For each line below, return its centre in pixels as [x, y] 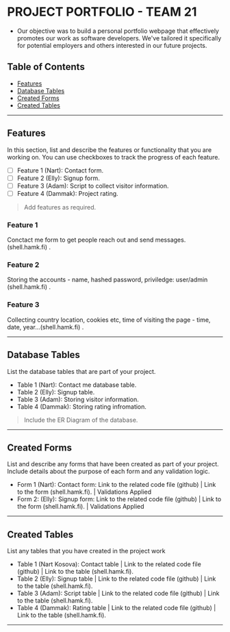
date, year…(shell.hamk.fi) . [46, 327]
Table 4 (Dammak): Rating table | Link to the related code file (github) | [116, 608]
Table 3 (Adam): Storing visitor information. [78, 399]
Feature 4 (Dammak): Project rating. [67, 193]
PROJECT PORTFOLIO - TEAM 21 [102, 12]
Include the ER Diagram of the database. [81, 420]
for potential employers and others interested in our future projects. [112, 45]
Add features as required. [60, 207]
